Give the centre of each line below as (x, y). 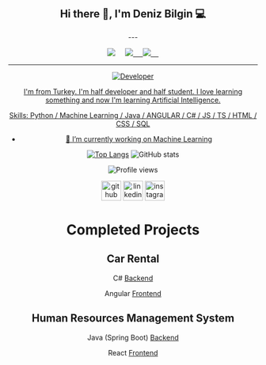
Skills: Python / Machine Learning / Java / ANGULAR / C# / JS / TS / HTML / (133, 115)
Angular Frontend (133, 293)
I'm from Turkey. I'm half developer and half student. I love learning (133, 91)
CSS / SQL (133, 124)
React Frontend (133, 352)
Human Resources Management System (133, 319)
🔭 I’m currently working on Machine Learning (139, 139)
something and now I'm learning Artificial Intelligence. (133, 100)
